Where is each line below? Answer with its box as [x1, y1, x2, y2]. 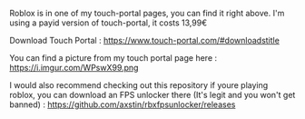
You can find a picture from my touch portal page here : [9, 53, 218, 63]
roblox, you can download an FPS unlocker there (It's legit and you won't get [9, 90, 296, 100]
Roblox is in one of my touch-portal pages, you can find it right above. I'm [9, 8, 285, 18]
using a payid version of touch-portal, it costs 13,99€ [9, 17, 207, 28]
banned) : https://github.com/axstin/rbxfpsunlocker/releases [9, 99, 236, 110]
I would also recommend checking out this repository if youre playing [9, 80, 269, 90]
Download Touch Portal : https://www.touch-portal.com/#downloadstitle [9, 35, 280, 45]
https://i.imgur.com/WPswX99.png [9, 63, 139, 73]
